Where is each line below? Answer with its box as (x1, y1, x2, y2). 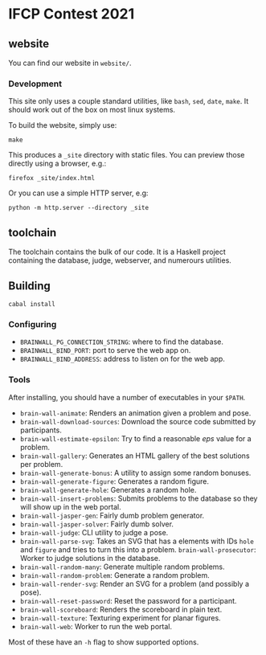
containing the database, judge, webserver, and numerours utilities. (8, 256, 231, 265)
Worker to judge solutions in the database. (19, 553, 161, 563)
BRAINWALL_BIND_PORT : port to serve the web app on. (19, 346, 191, 355)
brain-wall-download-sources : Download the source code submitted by (19, 416, 256, 426)
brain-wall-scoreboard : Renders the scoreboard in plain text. (19, 604, 223, 614)
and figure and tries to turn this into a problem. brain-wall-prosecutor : (19, 544, 256, 555)
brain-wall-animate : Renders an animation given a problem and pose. (19, 407, 252, 418)
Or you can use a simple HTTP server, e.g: (8, 188, 149, 198)
